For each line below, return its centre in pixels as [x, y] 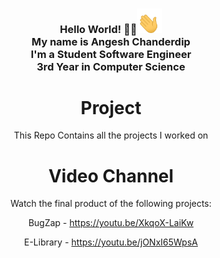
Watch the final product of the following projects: [111, 204]
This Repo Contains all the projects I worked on [111, 135]
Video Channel [111, 175]
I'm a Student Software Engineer [111, 54]
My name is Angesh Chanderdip [111, 41]
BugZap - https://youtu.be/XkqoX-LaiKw [111, 223]
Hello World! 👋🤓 [98, 29]
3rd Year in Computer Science [111, 66]
